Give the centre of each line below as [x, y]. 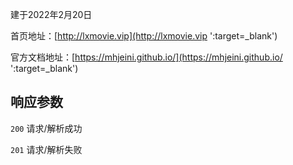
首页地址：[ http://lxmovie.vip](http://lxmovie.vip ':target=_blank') [144, 36]
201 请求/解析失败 [46, 149]
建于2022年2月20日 [51, 14]
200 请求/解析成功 [46, 128]
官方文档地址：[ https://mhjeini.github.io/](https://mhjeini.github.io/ [146, 57]
